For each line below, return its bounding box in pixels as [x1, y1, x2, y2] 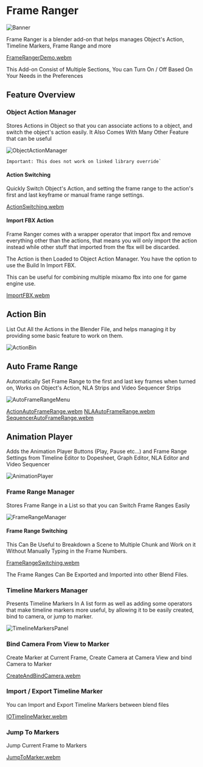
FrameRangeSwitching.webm [6, 559, 80, 566]
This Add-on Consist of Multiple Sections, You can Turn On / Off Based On [6, 65, 193, 73]
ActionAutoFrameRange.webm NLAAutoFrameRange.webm [6, 407, 156, 415]
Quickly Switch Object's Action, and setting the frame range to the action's [6, 184, 194, 192]
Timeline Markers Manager [6, 586, 88, 594]
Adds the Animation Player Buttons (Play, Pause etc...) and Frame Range [6, 448, 187, 455]
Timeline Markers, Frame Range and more [6, 42, 111, 49]
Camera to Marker [6, 660, 52, 667]
